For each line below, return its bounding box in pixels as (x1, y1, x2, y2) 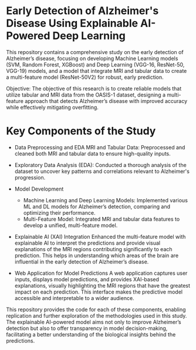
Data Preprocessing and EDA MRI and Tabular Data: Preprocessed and (14, 144, 185, 151)
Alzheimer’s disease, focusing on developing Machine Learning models (6, 55, 178, 62)
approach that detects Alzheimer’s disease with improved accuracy (24, 97, 188, 104)
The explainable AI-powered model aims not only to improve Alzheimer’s (6, 318, 181, 325)
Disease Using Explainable (6, 16, 138, 30)
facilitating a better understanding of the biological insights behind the (6, 331, 176, 338)
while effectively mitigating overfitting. (6, 104, 99, 111)
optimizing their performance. (23, 209, 96, 216)
